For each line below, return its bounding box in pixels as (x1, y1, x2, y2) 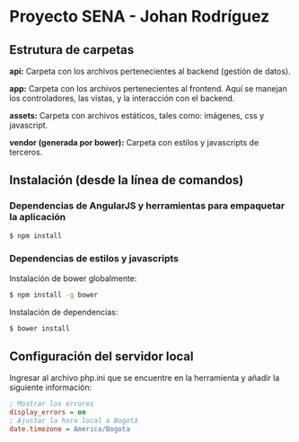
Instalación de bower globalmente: (9, 272, 137, 284)
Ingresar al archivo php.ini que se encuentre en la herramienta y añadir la (9, 373, 280, 384)
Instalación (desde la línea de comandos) (9, 172, 244, 188)
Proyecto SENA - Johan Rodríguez (9, 6, 270, 27)
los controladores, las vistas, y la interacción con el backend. (9, 93, 235, 103)
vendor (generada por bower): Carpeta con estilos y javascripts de (9, 137, 259, 147)
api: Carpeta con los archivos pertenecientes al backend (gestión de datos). (9, 66, 291, 76)
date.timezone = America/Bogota (9, 425, 130, 434)
